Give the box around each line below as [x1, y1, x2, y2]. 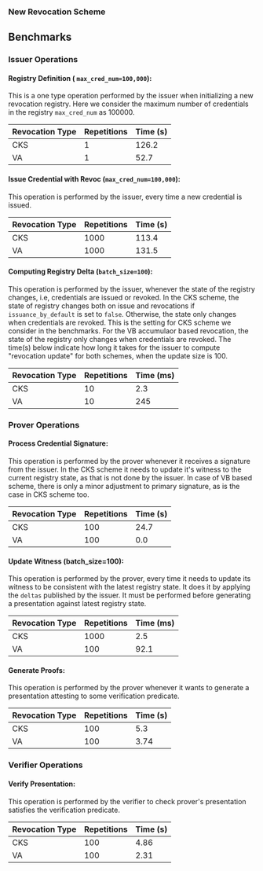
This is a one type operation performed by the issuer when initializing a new [8, 91, 254, 101]
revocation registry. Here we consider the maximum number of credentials [8, 99, 249, 108]
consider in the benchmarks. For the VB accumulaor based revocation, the [8, 325, 249, 336]
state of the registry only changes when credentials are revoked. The [8, 334, 232, 344]
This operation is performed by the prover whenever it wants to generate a [8, 683, 250, 693]
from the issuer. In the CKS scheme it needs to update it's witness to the [8, 465, 242, 474]
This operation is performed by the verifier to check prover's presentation [8, 796, 247, 806]
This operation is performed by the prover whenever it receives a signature [8, 456, 251, 465]
